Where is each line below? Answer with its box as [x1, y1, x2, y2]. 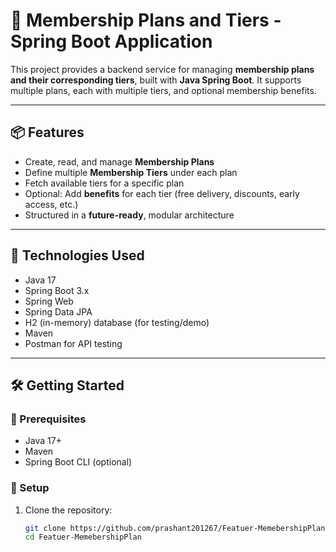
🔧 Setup [10, 481, 50, 495]
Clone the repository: [24, 504, 113, 516]
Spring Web [24, 295, 74, 307]
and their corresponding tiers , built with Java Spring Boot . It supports [10, 74, 302, 86]
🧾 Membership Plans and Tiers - [10, 9, 282, 32]
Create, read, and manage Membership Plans [24, 155, 215, 168]
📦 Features [10, 124, 85, 141]
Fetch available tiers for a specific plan [24, 177, 185, 189]
